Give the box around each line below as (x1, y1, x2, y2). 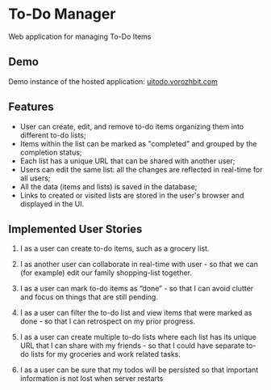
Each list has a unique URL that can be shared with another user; (19, 155, 236, 166)
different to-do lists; (19, 130, 86, 140)
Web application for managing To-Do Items (8, 32, 152, 41)
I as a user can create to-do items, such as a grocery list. (19, 244, 210, 253)
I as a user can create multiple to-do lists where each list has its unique (19, 333, 256, 342)
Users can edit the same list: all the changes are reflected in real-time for (19, 164, 263, 174)
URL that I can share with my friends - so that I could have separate (19, 341, 244, 350)
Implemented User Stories (8, 222, 143, 235)
